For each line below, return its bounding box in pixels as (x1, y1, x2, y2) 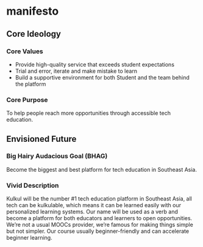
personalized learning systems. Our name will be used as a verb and (6, 208, 178, 215)
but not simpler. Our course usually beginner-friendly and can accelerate (6, 227, 190, 235)
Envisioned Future (6, 133, 77, 144)
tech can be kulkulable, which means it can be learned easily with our (6, 202, 182, 209)
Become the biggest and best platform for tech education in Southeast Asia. (6, 166, 197, 173)
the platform (15, 80, 46, 87)
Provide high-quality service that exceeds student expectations (15, 61, 175, 68)
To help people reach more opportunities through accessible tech (6, 109, 171, 117)
